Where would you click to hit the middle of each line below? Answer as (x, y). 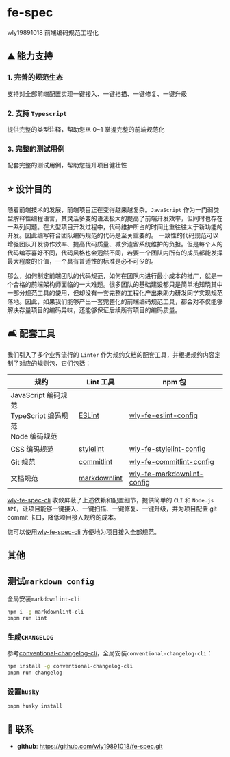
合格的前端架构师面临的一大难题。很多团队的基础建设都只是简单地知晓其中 (118, 284)
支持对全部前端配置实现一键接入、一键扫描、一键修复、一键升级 (97, 93)
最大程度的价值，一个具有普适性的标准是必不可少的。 (82, 261)
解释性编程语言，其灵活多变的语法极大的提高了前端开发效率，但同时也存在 (118, 218)
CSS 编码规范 (32, 449)
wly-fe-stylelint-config (167, 449)
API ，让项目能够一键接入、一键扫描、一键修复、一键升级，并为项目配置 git (112, 509)
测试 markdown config (51, 581)
